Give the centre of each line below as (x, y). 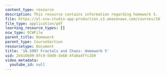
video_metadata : (22, 60)
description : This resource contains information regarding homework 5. (82, 14)
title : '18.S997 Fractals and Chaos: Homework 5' (57, 51)
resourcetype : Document (30, 46)
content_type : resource (30, 10)
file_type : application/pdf (34, 23)
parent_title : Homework (30, 37)
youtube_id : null (27, 65)
